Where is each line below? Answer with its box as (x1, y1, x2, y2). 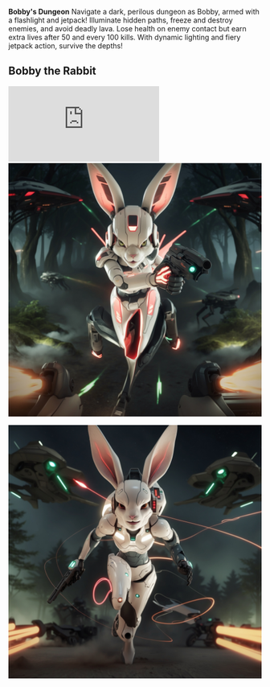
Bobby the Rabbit (8, 64, 96, 78)
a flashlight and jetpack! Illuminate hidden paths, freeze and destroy (8, 15, 233, 25)
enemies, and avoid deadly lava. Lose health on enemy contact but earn (8, 24, 247, 33)
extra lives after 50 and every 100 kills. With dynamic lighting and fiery (8, 32, 241, 42)
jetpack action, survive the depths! (8, 41, 123, 51)
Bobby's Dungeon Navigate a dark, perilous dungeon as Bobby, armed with (8, 7, 260, 16)
